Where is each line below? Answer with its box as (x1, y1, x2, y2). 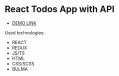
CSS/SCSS (11, 60, 34, 66)
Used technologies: (4, 29, 45, 35)
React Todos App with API (4, 3, 114, 15)
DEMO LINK (11, 20, 37, 26)
